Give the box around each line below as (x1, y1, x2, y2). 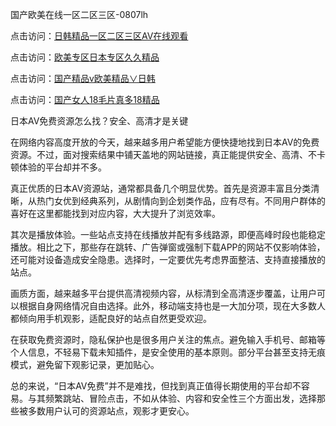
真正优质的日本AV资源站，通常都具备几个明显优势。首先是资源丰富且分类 (10, 183, 312, 194)
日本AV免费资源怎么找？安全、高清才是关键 (10, 115, 189, 127)
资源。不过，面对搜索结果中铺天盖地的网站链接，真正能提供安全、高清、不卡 (10, 149, 326, 160)
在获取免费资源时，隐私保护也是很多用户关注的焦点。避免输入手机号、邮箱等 (10, 334, 326, 345)
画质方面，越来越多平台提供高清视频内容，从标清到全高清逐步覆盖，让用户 (10, 288, 317, 299)
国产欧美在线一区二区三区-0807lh (10, 9, 149, 20)
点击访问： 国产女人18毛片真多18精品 (10, 94, 160, 105)
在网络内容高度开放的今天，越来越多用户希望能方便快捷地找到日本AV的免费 (10, 136, 320, 148)
